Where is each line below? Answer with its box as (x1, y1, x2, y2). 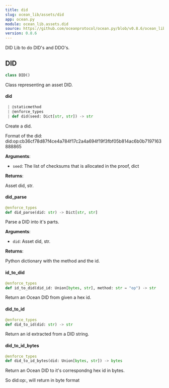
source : (5, 26, 22, 31)
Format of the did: (5, 133, 43, 139)
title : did (5, 7, 28, 13)
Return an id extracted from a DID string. (5, 331, 90, 337)
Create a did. (5, 123, 32, 129)
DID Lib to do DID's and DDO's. (5, 45, 70, 50)
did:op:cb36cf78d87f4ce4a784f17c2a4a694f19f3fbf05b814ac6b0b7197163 (5, 138, 162, 144)
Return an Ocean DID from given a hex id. (5, 294, 92, 300)
